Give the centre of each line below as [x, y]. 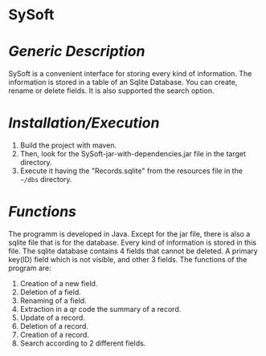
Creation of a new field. [59, 283]
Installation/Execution [84, 123]
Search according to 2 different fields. [83, 343]
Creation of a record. [55, 335]
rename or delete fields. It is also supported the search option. [111, 91]
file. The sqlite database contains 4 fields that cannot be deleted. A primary [133, 251]
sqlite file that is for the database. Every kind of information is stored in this [133, 243]
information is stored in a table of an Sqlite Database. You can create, [123, 83]
